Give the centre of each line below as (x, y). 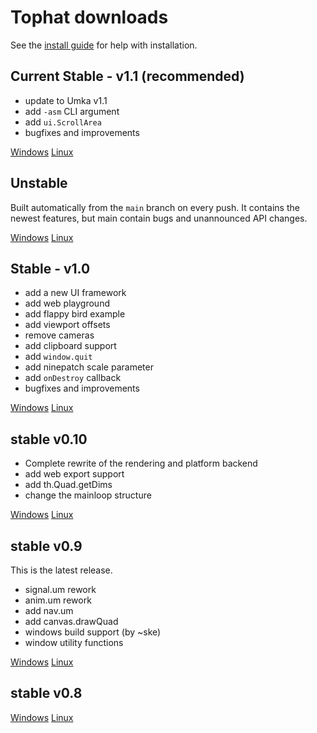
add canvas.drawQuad (71, 621)
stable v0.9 (46, 546)
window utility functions (74, 642)
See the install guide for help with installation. (104, 45)
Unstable (39, 183)
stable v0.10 (49, 439)
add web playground (67, 303)
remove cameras (59, 335)
